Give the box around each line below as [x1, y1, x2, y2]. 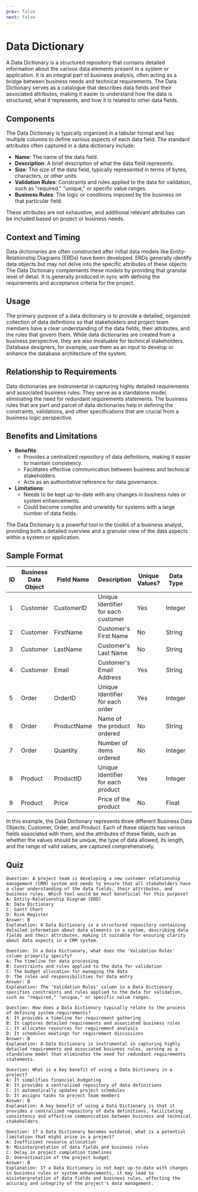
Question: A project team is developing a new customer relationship [6, 875, 181, 882]
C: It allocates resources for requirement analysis [6, 1025, 138, 1031]
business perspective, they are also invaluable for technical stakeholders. [6, 337, 184, 344]
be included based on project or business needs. [6, 215, 125, 222]
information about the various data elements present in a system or [6, 66, 169, 73]
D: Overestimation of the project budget [6, 1155, 110, 1161]
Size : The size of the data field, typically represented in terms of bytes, [14, 166, 187, 173]
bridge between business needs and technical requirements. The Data [6, 78, 177, 85]
